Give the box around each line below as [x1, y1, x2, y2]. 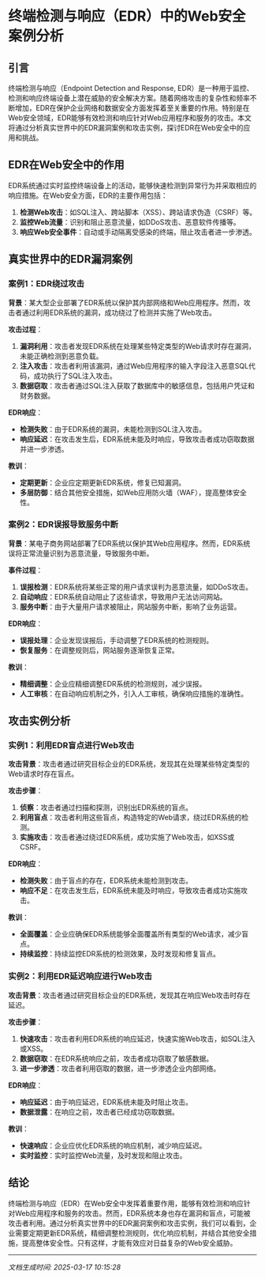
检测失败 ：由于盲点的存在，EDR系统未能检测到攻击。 [19, 876, 193, 886]
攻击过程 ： [8, 324, 43, 334]
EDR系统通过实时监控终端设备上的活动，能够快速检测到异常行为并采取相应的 [8, 180, 257, 190]
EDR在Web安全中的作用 [8, 158, 125, 172]
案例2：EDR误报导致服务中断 [8, 519, 118, 530]
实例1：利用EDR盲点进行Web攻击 [8, 740, 135, 751]
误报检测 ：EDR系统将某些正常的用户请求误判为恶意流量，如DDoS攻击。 [19, 582, 252, 592]
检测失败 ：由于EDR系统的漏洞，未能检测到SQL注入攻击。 [19, 424, 207, 433]
